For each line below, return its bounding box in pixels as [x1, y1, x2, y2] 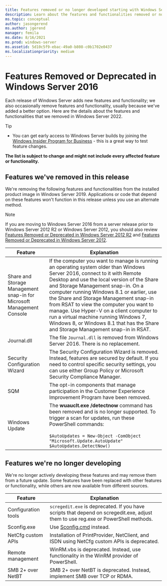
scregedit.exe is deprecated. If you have [49, 503, 145, 510]
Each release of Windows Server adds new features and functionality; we [5, 98, 156, 104]
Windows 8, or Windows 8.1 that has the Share [49, 320, 159, 327]
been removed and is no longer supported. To [49, 408, 156, 415]
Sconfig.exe [7, 524, 36, 531]
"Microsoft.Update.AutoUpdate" [49, 438, 123, 444]
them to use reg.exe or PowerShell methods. [49, 516, 153, 523]
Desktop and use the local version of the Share [49, 276, 159, 283]
